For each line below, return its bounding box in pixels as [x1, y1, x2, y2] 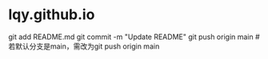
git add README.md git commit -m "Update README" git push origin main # [8, 32, 260, 41]
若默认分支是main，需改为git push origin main [8, 41, 160, 51]
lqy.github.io [8, 6, 95, 24]
